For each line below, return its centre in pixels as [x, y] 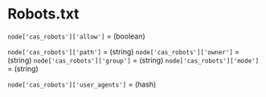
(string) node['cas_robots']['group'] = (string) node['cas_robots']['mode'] [133, 60]
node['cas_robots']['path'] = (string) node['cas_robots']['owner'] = [124, 51]
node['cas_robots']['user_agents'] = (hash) [82, 84]
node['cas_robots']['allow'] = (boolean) [76, 36]
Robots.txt [43, 14]
